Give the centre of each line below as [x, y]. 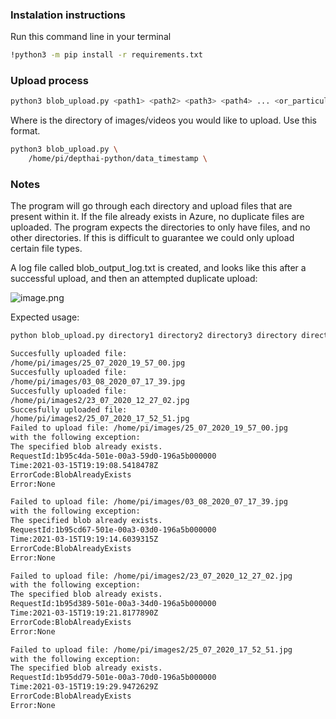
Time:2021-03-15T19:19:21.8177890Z [84, 613]
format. [25, 131]
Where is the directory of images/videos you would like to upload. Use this [164, 120]
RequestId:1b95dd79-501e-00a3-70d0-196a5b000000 [113, 678]
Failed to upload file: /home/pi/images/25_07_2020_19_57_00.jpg [149, 428]
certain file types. [46, 249]
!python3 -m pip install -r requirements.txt [106, 55]
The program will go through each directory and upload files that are [151, 206]
